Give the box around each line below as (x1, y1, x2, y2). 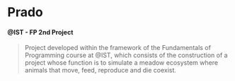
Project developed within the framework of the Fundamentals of (24, 44, 211, 52)
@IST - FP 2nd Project (7, 27, 74, 36)
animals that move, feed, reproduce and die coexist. (24, 66, 177, 75)
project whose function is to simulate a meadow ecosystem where (24, 58, 218, 67)
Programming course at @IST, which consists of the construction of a (24, 51, 228, 60)
